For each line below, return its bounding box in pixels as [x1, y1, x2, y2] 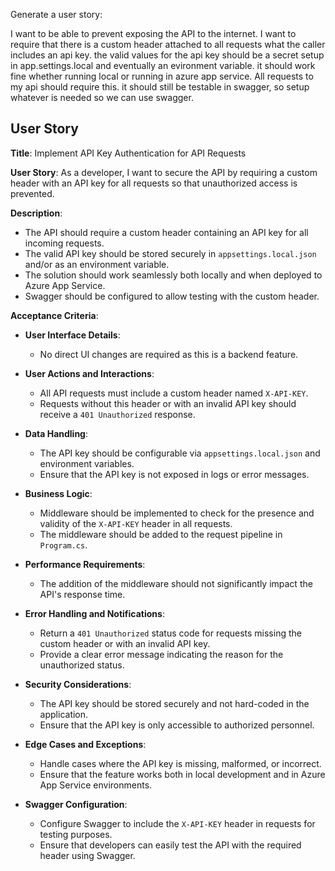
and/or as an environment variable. [24, 258, 170, 270]
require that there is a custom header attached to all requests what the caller [10, 39, 326, 50]
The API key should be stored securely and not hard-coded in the [39, 697, 310, 709]
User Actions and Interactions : [24, 367, 155, 379]
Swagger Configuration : [24, 798, 128, 810]
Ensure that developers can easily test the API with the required [39, 839, 302, 851]
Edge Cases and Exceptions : [24, 738, 147, 750]
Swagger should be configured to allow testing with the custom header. [24, 290, 320, 302]
